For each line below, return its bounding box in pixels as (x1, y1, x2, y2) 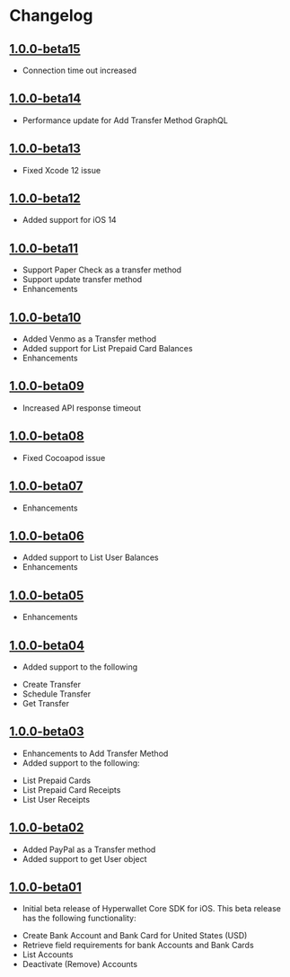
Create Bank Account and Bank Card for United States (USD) (22, 930, 248, 941)
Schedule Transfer (22, 688, 92, 699)
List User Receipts (22, 794, 91, 804)
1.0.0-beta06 (9, 528, 84, 544)
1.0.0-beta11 (9, 240, 79, 256)
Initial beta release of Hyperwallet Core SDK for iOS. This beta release (22, 903, 281, 914)
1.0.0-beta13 (9, 141, 81, 156)
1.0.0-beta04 (9, 637, 85, 653)
